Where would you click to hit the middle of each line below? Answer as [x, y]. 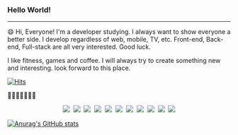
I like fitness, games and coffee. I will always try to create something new [114, 61]
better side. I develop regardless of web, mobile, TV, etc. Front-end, [106, 40]
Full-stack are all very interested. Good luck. [86, 47]
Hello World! [29, 10]
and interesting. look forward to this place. [69, 68]
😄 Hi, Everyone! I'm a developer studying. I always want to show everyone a [119, 32]
